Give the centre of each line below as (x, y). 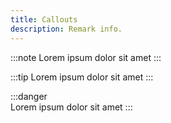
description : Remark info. (66, 29)
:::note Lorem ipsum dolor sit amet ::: (86, 57)
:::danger (29, 96)
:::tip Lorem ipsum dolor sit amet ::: (82, 77)
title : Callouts (44, 19)
